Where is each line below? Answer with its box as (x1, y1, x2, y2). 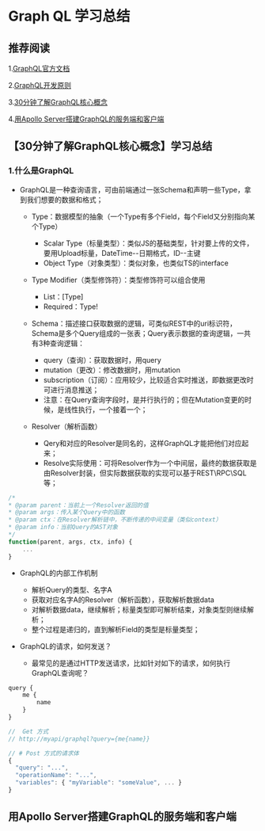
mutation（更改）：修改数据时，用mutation (43, 365, 180, 375)
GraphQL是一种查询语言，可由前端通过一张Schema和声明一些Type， (19, 185, 245, 194)
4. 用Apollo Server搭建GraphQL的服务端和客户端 (8, 114, 165, 124)
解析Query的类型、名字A (31, 585, 112, 594)
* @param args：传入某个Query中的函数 (8, 509, 125, 517)
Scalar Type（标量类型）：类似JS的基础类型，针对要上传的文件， (43, 238, 254, 248)
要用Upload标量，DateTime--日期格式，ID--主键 (43, 248, 201, 257)
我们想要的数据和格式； (26, 195, 104, 204)
